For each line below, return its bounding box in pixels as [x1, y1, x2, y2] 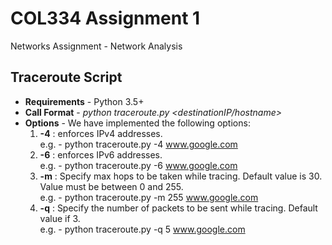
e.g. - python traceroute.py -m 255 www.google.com [39, 191, 259, 203]
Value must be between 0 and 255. [39, 180, 184, 192]
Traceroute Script [10, 69, 123, 86]
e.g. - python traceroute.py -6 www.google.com [39, 159, 238, 171]
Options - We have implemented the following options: [24, 117, 251, 129]
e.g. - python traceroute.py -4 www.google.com [39, 138, 238, 150]
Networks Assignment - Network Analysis [10, 40, 183, 52]
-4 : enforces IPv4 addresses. [39, 127, 163, 139]
